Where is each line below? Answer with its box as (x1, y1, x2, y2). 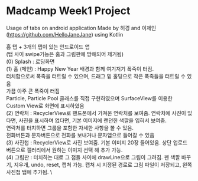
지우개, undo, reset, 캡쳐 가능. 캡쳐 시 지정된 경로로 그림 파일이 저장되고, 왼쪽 (14, 161, 192, 168)
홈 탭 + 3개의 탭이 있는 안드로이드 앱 (6, 43, 90, 50)
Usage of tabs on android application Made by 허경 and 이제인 (6, 24, 157, 31)
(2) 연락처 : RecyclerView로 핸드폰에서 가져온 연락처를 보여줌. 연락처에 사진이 (6, 109, 186, 116)
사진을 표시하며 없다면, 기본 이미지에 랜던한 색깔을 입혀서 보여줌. (18, 117, 167, 124)
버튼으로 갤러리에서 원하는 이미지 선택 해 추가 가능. (6, 146, 123, 153)
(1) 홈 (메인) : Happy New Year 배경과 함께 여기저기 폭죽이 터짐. (6, 65, 154, 72)
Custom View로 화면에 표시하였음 (6, 102, 85, 109)
